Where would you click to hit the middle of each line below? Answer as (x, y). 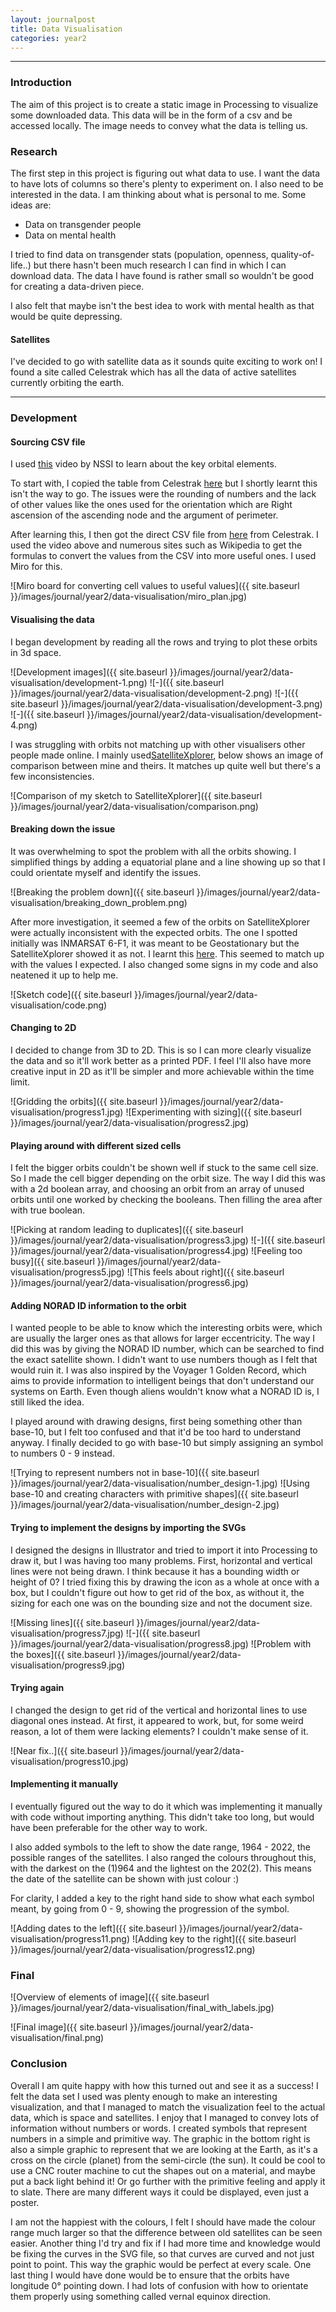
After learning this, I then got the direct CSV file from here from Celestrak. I (164, 535)
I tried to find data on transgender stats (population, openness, (139, 254)
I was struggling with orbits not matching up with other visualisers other (158, 744)
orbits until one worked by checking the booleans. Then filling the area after (166, 1200)
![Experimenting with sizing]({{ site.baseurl (213, 1112)
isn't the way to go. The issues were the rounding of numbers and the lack (163, 494)
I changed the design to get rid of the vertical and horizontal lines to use (159, 1710)
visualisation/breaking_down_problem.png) (99, 902)
